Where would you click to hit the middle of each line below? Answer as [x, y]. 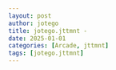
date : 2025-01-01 [37, 38]
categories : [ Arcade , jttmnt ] [59, 46]
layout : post [30, 16]
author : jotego [34, 23]
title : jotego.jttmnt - [48, 31]
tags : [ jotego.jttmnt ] [46, 53]
